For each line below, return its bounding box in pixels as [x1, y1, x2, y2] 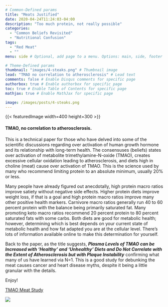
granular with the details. [5, 267, 57, 273]
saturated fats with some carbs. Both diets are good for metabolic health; [5, 215, 156, 221]
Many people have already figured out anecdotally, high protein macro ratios [5, 183, 163, 189]
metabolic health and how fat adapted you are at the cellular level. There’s [5, 226, 158, 232]
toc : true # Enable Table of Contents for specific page [5, 86, 127, 91]
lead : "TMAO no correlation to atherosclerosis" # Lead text [5, 72, 136, 78]
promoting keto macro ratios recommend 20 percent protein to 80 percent [5, 210, 159, 216]
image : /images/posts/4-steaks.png [5, 100, 80, 105]
